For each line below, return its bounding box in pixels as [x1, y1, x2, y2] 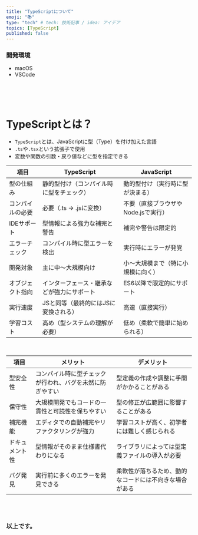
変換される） [42, 308, 78, 316]
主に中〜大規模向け [42, 263, 96, 272]
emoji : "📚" [6, 14, 35, 20]
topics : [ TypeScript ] [6, 25, 60, 31]
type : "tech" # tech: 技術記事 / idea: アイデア [6, 19, 121, 25]
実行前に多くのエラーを [35, 471, 101, 480]
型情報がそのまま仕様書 [35, 442, 101, 451]
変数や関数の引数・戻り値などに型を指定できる [14, 153, 128, 160]
